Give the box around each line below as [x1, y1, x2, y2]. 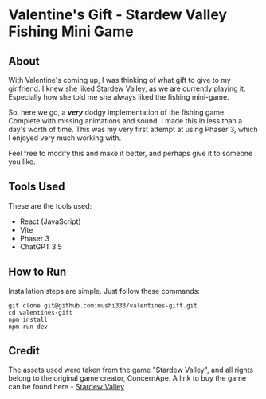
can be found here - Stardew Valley [8, 382, 125, 392]
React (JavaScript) [19, 217, 81, 226]
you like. [8, 157, 36, 166]
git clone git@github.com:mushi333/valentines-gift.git [8, 301, 198, 310]
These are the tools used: [8, 201, 92, 210]
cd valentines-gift [8, 308, 73, 316]
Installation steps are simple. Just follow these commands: [8, 286, 201, 295]
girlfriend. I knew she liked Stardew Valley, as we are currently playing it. [8, 84, 246, 93]
